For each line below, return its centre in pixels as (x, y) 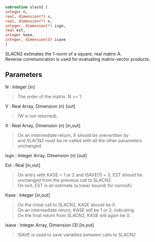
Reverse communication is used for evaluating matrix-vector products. (78, 59)
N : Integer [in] (20, 87)
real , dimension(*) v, (29, 16)
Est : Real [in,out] (23, 165)
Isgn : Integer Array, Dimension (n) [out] (46, 155)
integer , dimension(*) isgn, (35, 26)
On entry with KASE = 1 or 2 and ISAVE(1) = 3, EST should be (80, 175)
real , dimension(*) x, (29, 21)
